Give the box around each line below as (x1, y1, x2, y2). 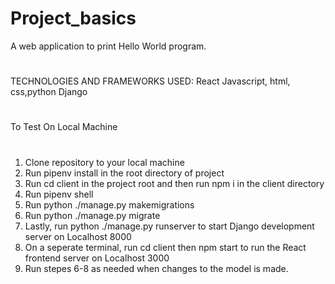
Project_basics (10, 7, 137, 30)
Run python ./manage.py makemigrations (24, 198, 195, 211)
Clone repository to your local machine (24, 156, 185, 168)
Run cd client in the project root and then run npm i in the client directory (24, 177, 325, 189)
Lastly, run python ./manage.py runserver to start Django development (24, 220, 315, 232)
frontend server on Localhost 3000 (24, 252, 170, 264)
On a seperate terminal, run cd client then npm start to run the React (24, 241, 307, 253)
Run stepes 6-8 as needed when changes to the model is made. (24, 262, 289, 274)
